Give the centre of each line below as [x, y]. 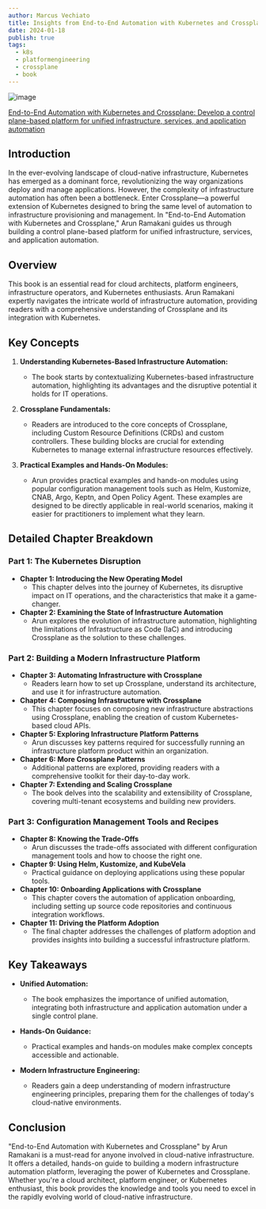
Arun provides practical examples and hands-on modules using [135, 480]
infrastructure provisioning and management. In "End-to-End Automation [127, 215]
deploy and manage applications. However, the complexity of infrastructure [131, 190]
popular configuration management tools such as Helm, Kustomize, [141, 489]
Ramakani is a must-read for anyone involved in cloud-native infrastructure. [131, 1154]
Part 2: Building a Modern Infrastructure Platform [104, 658]
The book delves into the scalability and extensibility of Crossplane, [142, 793]
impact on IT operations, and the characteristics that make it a [133, 595]
